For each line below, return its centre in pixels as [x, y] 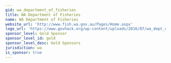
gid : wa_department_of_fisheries [41, 10]
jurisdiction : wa [24, 48]
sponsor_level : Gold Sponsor [36, 34]
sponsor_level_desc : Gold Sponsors [43, 43]
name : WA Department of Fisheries [42, 19]
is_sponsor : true [24, 52]
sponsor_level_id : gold [31, 39]
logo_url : [16, 29]
